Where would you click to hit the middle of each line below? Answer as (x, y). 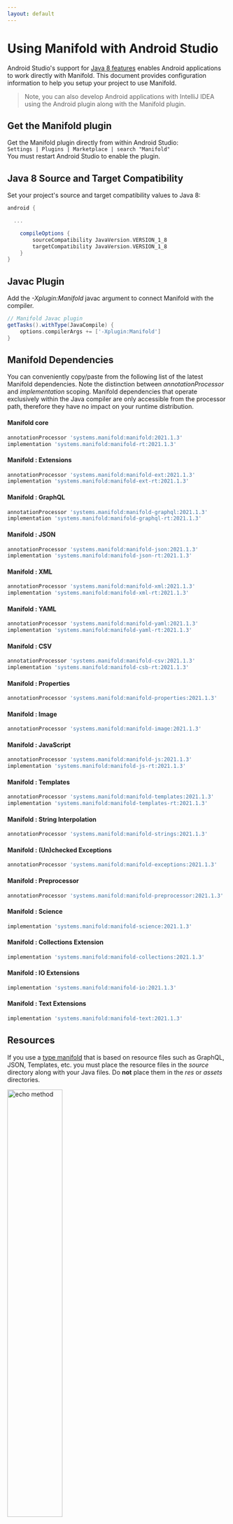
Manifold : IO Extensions (44, 973)
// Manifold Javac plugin (45, 319)
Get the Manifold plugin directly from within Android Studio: (93, 143)
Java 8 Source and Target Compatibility (96, 178)
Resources (31, 1040)
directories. (24, 1079)
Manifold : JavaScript (39, 745)
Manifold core (28, 423)
